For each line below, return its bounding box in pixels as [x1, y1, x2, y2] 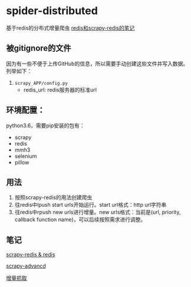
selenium [14, 152, 37, 160]
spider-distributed [6, 4, 98, 18]
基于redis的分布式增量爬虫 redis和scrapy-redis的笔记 [6, 24, 135, 31]
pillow [14, 159, 29, 166]
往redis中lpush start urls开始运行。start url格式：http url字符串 [14, 202, 167, 209]
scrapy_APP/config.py [14, 80, 68, 86]
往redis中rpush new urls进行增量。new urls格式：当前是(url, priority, [14, 209, 181, 216]
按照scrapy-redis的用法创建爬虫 [14, 194, 93, 201]
